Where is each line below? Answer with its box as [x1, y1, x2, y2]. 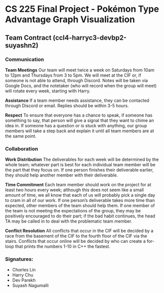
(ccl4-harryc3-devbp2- [53, 33, 127, 42]
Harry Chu [12, 272, 33, 278]
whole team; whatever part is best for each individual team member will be [5, 162, 156, 168]
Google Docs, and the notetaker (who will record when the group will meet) [5, 83, 157, 88]
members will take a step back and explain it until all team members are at [5, 128, 154, 134]
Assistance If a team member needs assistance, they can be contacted [5, 97, 149, 103]
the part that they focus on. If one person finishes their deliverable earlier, [5, 167, 154, 173]
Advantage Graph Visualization [5, 14, 135, 25]
